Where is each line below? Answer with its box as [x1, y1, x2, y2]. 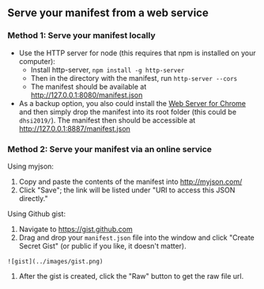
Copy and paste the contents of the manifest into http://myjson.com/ [18, 177, 243, 186]
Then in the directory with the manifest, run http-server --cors [30, 73, 238, 82]
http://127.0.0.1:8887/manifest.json [18, 124, 131, 133]
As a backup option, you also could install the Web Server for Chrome [18, 98, 247, 108]
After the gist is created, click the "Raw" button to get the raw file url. [18, 271, 244, 280]
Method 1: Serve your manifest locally [7, 30, 156, 41]
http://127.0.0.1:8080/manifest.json [30, 90, 143, 100]
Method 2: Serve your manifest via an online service [7, 143, 213, 154]
